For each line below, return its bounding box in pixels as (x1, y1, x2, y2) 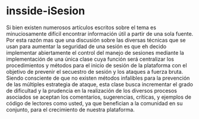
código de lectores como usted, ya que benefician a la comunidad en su (6, 99, 183, 107)
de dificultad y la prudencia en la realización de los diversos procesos (6, 87, 177, 94)
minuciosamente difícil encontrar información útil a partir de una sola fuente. (6, 30, 194, 37)
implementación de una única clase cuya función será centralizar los (6, 55, 174, 62)
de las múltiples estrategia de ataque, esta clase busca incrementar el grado (6, 80, 193, 87)
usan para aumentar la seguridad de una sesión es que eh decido (6, 43, 167, 50)
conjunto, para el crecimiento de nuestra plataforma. (6, 106, 135, 113)
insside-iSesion (6, 4, 85, 18)
